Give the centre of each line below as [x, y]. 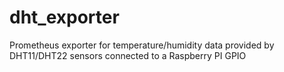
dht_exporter [64, 17]
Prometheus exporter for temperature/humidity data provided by [142, 45]
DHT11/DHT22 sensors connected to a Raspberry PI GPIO [128, 55]
